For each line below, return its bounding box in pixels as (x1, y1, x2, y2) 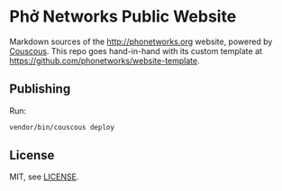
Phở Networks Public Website (9, 6, 237, 27)
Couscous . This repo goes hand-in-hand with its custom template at (9, 45, 263, 56)
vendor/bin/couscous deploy (9, 123, 115, 132)
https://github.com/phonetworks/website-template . (9, 55, 200, 66)
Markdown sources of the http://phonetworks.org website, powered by (9, 36, 273, 47)
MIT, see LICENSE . (9, 171, 79, 182)
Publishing (9, 81, 71, 96)
